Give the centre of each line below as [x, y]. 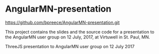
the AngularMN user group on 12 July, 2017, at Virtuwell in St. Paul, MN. [78, 37]
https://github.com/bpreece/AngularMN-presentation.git [62, 22]
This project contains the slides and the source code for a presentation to [80, 32]
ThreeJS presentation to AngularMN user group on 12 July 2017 [70, 46]
